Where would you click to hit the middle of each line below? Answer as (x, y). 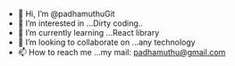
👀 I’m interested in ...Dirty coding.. (80, 23)
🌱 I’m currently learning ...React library (88, 33)
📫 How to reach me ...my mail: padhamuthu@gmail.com (122, 52)
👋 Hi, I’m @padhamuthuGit (66, 14)
